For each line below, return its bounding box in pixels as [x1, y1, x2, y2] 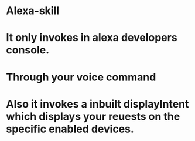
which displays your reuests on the [6, 110, 180, 123]
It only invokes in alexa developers [6, 31, 177, 45]
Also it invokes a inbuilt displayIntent [6, 97, 189, 110]
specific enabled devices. [6, 122, 135, 136]
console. [6, 43, 50, 57]
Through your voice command [6, 70, 156, 83]
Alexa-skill [6, 4, 60, 18]
